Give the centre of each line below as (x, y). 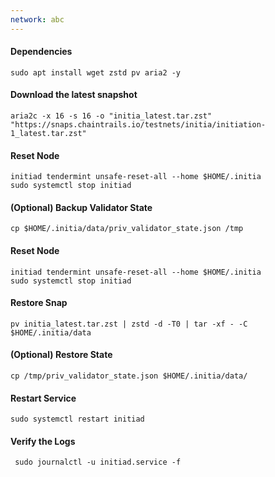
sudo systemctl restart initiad (77, 419)
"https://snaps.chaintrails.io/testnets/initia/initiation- (138, 125)
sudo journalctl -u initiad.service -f (98, 462)
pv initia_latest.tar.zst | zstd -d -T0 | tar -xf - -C (129, 324)
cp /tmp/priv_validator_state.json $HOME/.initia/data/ (129, 376)
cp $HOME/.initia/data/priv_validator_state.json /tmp (127, 229)
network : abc (37, 19)
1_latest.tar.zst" (48, 134)
